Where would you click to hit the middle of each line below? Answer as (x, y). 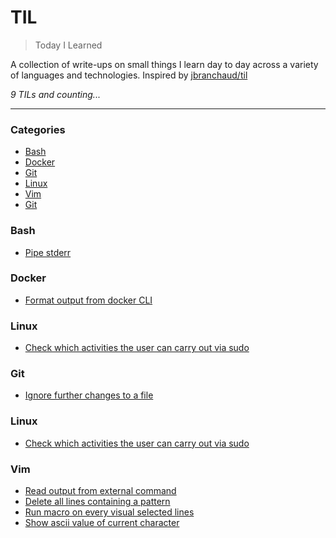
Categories (38, 129)
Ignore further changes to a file (89, 395)
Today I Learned (68, 45)
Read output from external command (100, 491)
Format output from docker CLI (88, 300)
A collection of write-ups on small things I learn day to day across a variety (164, 64)
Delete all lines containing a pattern (97, 502)
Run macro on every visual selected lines (109, 512)
